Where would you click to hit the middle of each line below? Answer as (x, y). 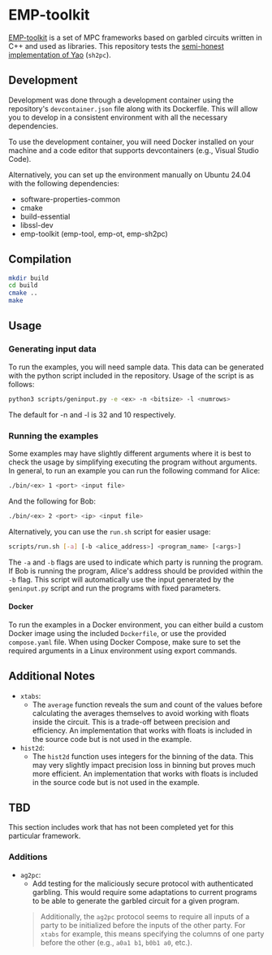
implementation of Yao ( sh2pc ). (60, 55)
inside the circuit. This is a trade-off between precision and (131, 722)
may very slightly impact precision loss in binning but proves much (144, 765)
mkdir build (28, 278)
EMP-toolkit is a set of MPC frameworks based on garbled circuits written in (135, 37)
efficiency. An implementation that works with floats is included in (142, 730)
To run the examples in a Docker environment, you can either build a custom (136, 625)
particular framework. (45, 836)
